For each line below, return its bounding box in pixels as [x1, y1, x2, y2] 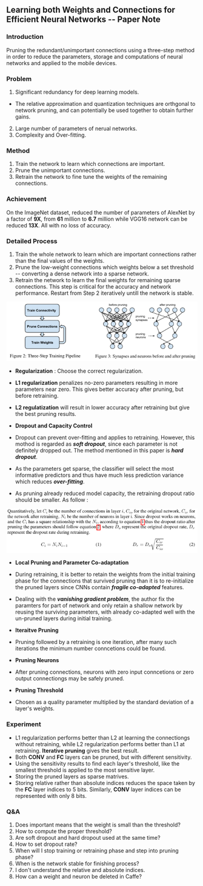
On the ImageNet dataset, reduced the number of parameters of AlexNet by [6, 209, 195, 216]
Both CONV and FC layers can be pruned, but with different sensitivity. [15, 753, 192, 761]
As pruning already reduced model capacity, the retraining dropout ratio [15, 490, 195, 497]
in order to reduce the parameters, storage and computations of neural [6, 53, 183, 60]
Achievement [6, 195, 47, 203]
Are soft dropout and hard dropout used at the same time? [15, 834, 161, 841]
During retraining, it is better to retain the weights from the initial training [15, 571, 196, 578]
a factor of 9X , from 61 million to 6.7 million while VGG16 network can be [6, 215, 188, 223]
